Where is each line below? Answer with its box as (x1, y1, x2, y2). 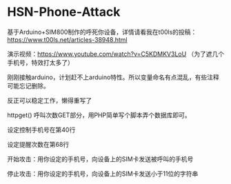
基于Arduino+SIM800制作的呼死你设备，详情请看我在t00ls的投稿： (7, 28, 197, 36)
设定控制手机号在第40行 (7, 125, 76, 134)
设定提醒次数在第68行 (7, 140, 70, 148)
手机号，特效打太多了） (7, 58, 74, 66)
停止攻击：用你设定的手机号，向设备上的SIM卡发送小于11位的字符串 (7, 170, 199, 178)
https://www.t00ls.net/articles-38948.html (7, 35, 128, 43)
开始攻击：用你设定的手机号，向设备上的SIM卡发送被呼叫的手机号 (7, 154, 194, 163)
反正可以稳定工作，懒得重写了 (7, 96, 92, 104)
